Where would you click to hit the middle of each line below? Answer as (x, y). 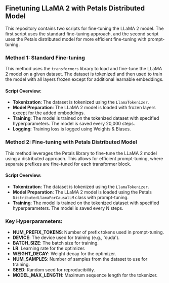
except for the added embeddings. (49, 113)
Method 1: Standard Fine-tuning (45, 58)
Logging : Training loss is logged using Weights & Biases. (72, 129)
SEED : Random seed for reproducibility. (54, 270)
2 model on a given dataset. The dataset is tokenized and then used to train (84, 74)
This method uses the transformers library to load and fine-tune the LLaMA (84, 69)
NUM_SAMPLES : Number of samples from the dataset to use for (80, 259)
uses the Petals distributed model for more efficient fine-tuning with (76, 39)
